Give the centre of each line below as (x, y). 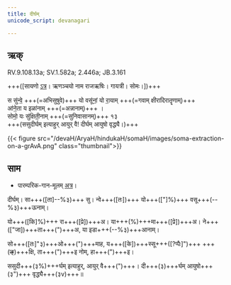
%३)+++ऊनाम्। (28, 208)
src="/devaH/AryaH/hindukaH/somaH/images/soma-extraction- (131, 138)
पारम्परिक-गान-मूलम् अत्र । (47, 186)
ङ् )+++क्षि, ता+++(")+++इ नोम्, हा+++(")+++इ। (72, 252)
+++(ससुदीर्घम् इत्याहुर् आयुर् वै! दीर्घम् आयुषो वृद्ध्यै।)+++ (73, 124)
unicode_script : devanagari (49, 21)
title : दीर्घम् (23, 14)
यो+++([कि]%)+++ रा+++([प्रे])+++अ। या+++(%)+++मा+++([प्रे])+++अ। (104, 222)
